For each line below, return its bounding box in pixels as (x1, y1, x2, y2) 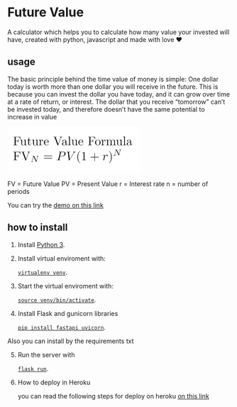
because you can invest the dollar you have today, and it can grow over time (7, 89, 231, 98)
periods (7, 187, 30, 195)
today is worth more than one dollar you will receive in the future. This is (7, 82, 219, 91)
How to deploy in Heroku (17, 378, 91, 386)
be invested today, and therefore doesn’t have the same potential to (7, 104, 205, 114)
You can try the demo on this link (7, 200, 104, 210)
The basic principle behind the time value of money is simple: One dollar (7, 75, 219, 83)
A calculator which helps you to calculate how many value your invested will (7, 28, 230, 36)
